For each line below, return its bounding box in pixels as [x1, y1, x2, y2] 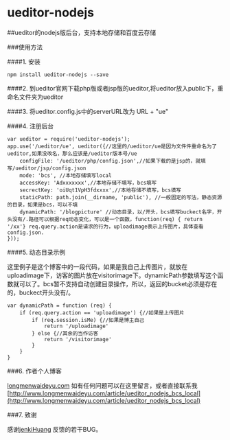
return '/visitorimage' [43, 336, 112, 343]
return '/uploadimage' [43, 323, 109, 329]
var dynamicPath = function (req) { [7, 302, 112, 309]
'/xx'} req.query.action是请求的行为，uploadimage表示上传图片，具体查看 [7, 223, 204, 230]
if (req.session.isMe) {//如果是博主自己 [32, 316, 145, 323]
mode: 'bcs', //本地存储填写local [19, 172, 112, 179]
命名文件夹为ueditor [7, 93, 64, 101]
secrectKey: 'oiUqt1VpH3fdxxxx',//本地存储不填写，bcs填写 [19, 187, 182, 194]
